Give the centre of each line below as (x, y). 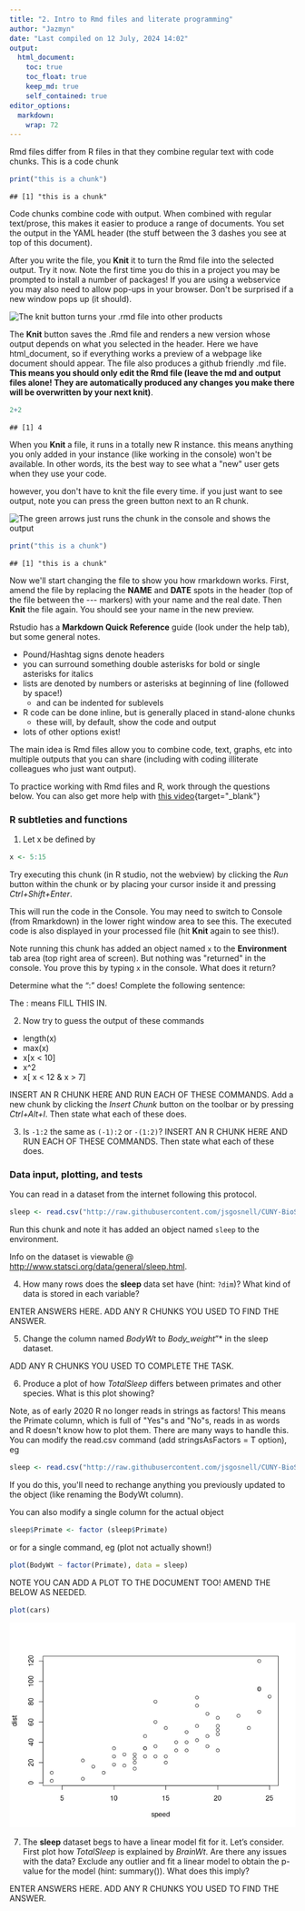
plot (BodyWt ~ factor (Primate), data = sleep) (99, 1565)
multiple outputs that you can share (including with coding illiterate (134, 759)
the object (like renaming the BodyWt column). (97, 1495)
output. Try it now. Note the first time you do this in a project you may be (145, 270)
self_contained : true (66, 96)
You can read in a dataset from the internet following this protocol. (133, 1194)
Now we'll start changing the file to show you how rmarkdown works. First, (149, 580)
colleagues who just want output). (73, 768)
